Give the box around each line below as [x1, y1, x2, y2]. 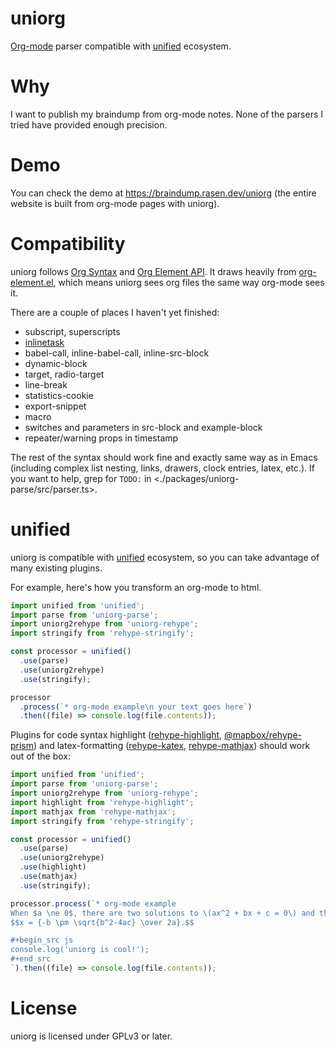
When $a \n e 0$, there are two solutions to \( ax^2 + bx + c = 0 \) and [10, 908, 315, 918]
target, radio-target [24, 368, 105, 380]
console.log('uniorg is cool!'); [10, 945, 150, 955]
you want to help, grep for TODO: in [10, 472, 152, 484]
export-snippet [24, 400, 87, 412]
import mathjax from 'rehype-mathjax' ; [10, 807, 177, 817]
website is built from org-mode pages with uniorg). [10, 197, 220, 209]
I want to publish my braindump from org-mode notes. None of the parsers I [10, 108, 324, 120]
